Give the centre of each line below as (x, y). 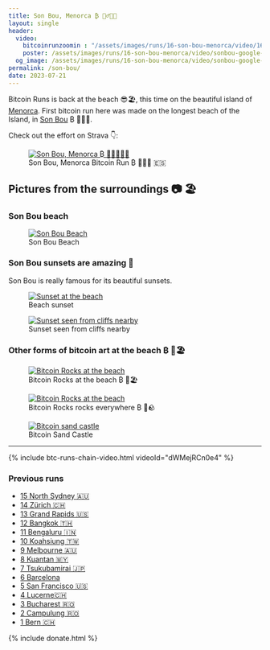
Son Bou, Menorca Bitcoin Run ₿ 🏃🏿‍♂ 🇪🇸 (97, 162)
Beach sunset (51, 304)
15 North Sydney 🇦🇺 (55, 496)
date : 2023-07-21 (37, 76)
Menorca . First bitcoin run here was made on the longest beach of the (124, 110)
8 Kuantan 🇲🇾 (44, 559)
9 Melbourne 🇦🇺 (49, 550)
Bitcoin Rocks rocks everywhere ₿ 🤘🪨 (92, 407)
